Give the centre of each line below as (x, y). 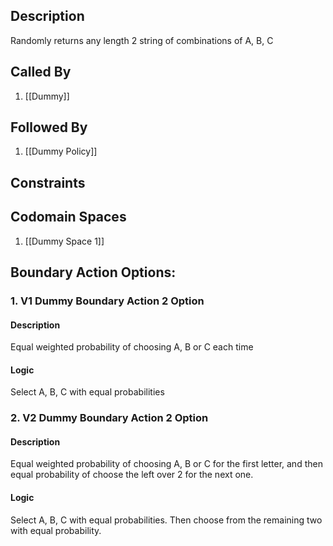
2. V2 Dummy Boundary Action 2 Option (109, 418)
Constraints (48, 182)
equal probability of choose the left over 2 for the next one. (132, 475)
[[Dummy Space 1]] (64, 241)
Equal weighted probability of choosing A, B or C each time (132, 347)
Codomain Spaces (68, 217)
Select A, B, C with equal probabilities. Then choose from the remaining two (166, 520)
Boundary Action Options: (93, 272)
